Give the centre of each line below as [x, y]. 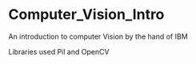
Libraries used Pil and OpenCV [59, 51]
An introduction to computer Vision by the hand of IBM [98, 36]
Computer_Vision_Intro [86, 15]
